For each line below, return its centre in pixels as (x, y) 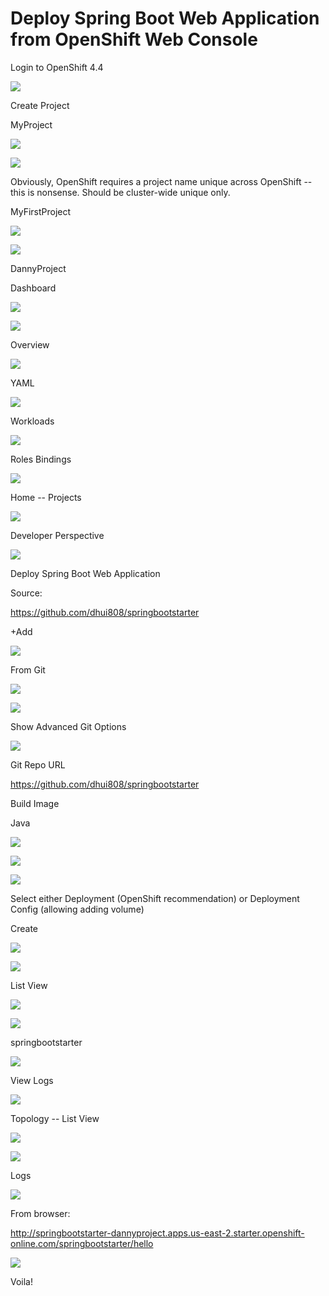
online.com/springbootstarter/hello (82, 1243)
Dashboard (33, 288)
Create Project (40, 105)
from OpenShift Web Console (134, 39)
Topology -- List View (55, 1118)
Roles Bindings (41, 459)
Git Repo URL (38, 764)
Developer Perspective (57, 535)
